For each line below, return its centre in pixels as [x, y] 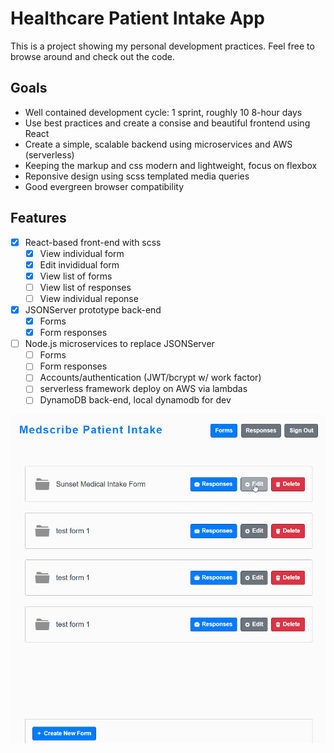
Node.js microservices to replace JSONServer [119, 344]
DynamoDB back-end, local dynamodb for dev [135, 400]
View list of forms [76, 276]
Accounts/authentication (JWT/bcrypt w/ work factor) [150, 378]
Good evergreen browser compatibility [104, 186]
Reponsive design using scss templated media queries [137, 176]
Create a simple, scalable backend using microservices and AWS [158, 144]
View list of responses [85, 287]
